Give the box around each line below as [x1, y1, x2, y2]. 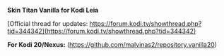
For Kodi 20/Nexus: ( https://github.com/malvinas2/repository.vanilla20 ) [7, 41, 218, 48]
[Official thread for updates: [7, 20, 88, 27]
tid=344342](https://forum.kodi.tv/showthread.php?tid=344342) [7, 27, 196, 35]
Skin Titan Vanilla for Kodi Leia [7, 6, 99, 14]
